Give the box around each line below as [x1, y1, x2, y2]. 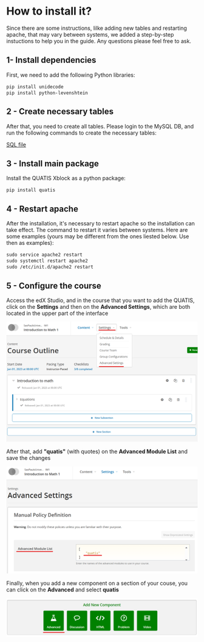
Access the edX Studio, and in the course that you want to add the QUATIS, [6, 297, 195, 304]
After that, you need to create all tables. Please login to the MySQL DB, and [6, 122, 194, 130]
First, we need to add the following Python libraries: [6, 71, 135, 79]
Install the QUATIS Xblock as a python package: [6, 175, 126, 182]
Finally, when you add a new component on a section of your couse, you [6, 579, 188, 587]
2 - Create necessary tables [6, 107, 114, 117]
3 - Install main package [6, 158, 99, 169]
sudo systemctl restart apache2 [6, 258, 88, 264]
